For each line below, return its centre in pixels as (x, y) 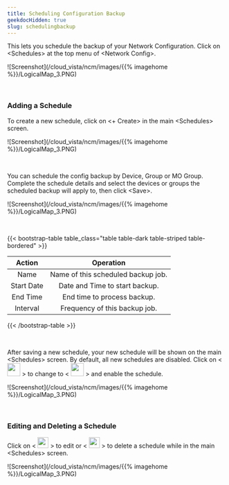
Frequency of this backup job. (109, 308)
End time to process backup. (109, 297)
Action (27, 263)
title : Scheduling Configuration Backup (66, 14)
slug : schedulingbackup (42, 26)
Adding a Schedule (40, 106)
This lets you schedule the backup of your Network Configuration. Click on (114, 46)
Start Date (27, 285)
